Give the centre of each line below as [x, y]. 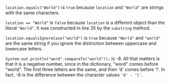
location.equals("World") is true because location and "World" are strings [84, 7]
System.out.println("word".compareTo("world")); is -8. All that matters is [83, 59]
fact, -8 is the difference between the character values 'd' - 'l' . [74, 75]
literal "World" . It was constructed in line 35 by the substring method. [78, 28]
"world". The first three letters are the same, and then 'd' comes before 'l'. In [85, 69]
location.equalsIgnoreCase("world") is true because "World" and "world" [83, 38]
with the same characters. [33, 13]
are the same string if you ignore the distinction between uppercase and [81, 43]
